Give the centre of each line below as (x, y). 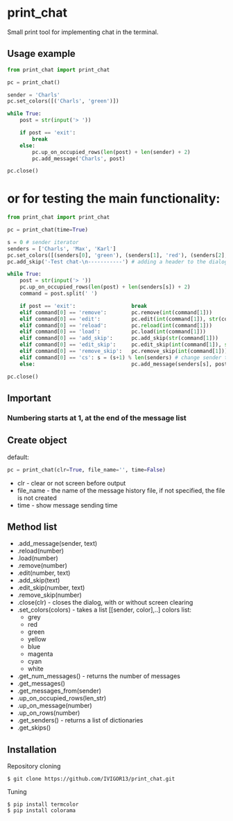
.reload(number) (41, 551)
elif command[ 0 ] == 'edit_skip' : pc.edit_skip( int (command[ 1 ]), (121, 345)
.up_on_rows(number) (49, 713)
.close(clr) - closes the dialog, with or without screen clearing (105, 603)
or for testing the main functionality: (114, 199)
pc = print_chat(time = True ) (48, 230)
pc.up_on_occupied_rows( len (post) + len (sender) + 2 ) (111, 152)
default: (18, 457)
